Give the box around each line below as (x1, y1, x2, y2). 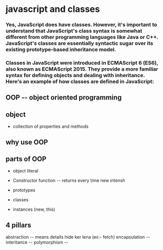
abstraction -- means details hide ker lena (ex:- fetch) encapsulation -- (5, 234, 150, 240)
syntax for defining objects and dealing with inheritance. (5, 72, 145, 79)
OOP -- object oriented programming (5, 93, 122, 102)
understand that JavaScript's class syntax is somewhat (5, 27, 143, 34)
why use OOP (5, 138, 49, 146)
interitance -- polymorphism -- (5, 240, 68, 246)
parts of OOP (5, 155, 47, 164)
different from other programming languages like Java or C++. (5, 34, 159, 41)
